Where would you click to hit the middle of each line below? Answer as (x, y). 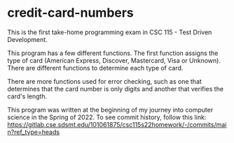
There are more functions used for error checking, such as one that (104, 81)
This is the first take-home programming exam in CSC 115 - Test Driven (110, 32)
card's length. (27, 96)
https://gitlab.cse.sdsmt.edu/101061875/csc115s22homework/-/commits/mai (117, 124)
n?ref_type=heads (34, 132)
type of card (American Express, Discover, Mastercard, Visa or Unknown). (114, 60)
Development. (27, 39)
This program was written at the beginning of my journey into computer (110, 110)
